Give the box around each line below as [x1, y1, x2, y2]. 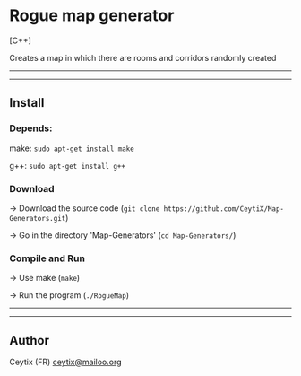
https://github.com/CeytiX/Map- [163, 204, 285, 214]
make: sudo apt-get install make [9, 143, 134, 153]
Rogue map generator [9, 5, 175, 26]
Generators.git [9, 214, 66, 223]
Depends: [9, 122, 53, 135]
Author [9, 333, 49, 348]
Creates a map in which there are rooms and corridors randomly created [9, 52, 277, 63]
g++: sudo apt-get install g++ [9, 160, 125, 171]
